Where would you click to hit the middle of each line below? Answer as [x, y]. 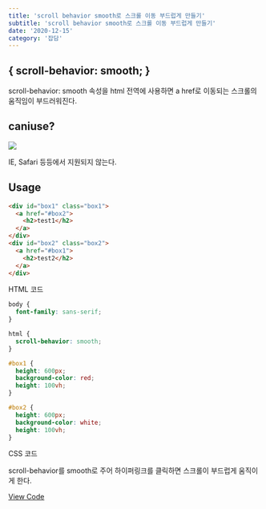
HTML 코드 [26, 289]
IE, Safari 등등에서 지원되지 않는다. [63, 162]
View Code [26, 497]
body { [19, 305]
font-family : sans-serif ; [59, 312]
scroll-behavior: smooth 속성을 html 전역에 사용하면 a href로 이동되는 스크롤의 [133, 91]
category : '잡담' [35, 38]
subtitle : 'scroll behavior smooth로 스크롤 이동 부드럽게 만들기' [112, 23]
